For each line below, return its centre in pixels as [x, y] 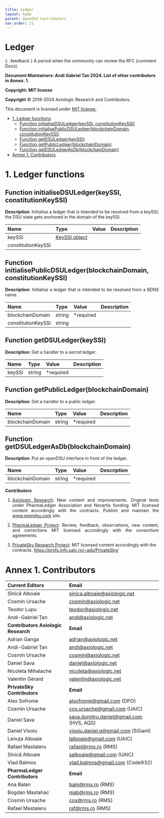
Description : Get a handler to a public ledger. [51, 401]
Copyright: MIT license [29, 90]
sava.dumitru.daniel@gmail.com [106, 717]
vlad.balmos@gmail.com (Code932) [111, 763]
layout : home [18, 14]
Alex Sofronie [23, 701]
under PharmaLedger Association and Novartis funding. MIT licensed [85, 505]
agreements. [25, 535]
